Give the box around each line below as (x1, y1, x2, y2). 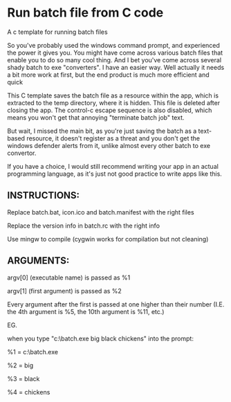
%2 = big (7, 361, 33, 369)
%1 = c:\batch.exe (7, 347, 59, 356)
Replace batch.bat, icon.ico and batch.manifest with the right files (7, 208, 195, 216)
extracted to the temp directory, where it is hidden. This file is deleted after (7, 98, 220, 107)
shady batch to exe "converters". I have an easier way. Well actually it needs (7, 63, 225, 71)
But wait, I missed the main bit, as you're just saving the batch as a (7, 127, 197, 135)
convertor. (7, 149, 37, 157)
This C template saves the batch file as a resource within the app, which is (7, 91, 219, 100)
